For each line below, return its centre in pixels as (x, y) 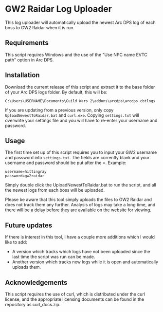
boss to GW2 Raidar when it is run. (40, 27)
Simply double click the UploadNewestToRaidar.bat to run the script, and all (81, 185)
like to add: (16, 242)
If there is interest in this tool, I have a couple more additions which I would (80, 237)
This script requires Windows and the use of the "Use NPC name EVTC (76, 55)
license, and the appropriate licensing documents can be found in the (75, 299)
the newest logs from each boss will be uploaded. (55, 190)
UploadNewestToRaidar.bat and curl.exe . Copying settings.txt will (72, 115)
